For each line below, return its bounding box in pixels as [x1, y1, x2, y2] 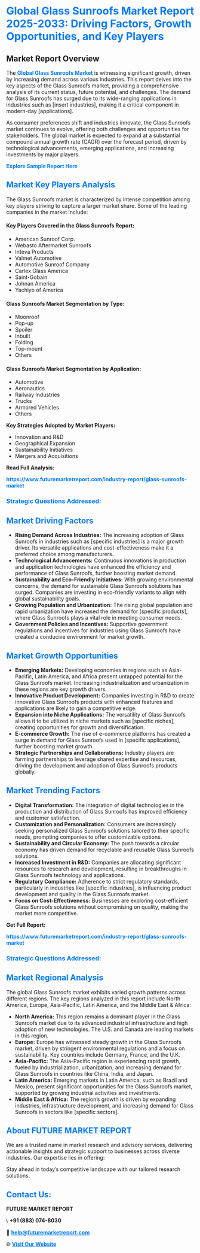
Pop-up [14, 320, 34, 327]
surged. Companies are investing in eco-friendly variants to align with [14, 588, 186, 596]
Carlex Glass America [14, 268, 69, 275]
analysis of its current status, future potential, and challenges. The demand [6, 89, 191, 95]
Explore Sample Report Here [6, 163, 78, 169]
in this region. [14, 1031, 49, 1039]
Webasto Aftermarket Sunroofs [14, 242, 91, 249]
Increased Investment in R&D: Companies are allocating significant [14, 858, 181, 866]
